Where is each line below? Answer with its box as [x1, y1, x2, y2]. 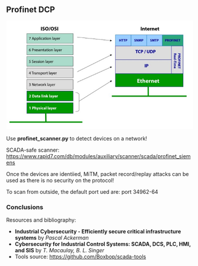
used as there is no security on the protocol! [6, 177, 114, 184]
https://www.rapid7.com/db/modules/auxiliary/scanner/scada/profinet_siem [6, 153, 191, 160]
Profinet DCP [6, 5, 55, 15]
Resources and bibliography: [6, 216, 76, 224]
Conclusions [6, 203, 43, 211]
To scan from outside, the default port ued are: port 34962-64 [6, 188, 158, 196]
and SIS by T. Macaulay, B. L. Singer [14, 247, 105, 254]
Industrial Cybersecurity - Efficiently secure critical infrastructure [14, 228, 181, 235]
